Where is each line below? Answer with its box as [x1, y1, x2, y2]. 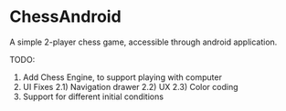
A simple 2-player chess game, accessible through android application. [9, 36, 278, 47]
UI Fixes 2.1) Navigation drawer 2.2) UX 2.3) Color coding [22, 81, 239, 92]
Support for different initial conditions [22, 91, 164, 102]
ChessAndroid [9, 6, 122, 27]
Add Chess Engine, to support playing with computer [22, 71, 222, 83]
